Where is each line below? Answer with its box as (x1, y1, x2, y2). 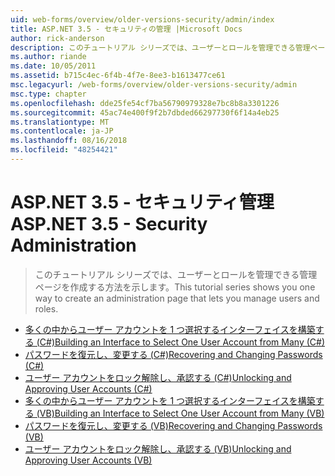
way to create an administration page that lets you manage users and (34, 292, 320, 304)
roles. (34, 302, 59, 315)
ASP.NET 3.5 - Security (10, 213, 208, 236)
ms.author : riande (10, 52, 87, 62)
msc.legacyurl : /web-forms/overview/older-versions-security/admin (10, 80, 298, 90)
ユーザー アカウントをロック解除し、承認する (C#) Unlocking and (24, 371, 292, 383)
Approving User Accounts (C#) (24, 382, 153, 395)
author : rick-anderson (10, 33, 105, 43)
